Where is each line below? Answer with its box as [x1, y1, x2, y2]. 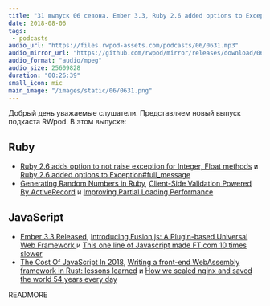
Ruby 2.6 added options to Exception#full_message [19, 170, 191, 180]
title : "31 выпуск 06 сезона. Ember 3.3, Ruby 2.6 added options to [8, 11, 243, 20]
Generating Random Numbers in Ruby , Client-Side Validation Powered [19, 178, 252, 189]
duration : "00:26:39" [8, 71, 81, 80]
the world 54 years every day [19, 275, 118, 284]
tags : [8, 27, 27, 35]
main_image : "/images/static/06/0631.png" [8, 86, 153, 95]
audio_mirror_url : [8, 49, 70, 57]
